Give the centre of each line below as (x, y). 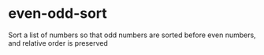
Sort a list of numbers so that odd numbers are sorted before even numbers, (132, 35)
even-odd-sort (58, 14)
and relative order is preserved (58, 43)
